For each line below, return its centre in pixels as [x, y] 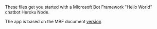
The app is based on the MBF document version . [54, 22]
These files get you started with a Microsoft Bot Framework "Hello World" [78, 7]
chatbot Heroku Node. [27, 12]
